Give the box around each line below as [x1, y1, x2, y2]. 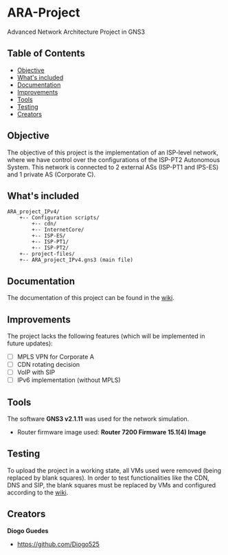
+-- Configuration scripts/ [19, 214, 100, 221]
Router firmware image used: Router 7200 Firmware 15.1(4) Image [16, 428, 207, 436]
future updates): [7, 339, 53, 347]
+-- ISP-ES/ [32, 232, 67, 239]
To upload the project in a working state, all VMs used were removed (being [7, 466, 222, 474]
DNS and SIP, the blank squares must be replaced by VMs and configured [7, 481, 216, 489]
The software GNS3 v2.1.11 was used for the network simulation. [7, 415, 190, 423]
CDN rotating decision [16, 361, 80, 369]
